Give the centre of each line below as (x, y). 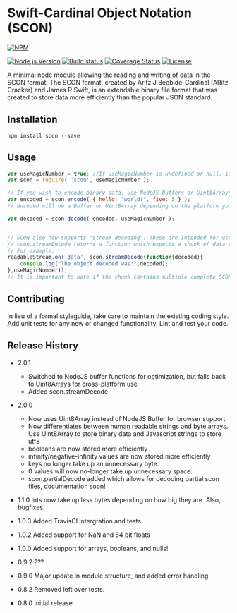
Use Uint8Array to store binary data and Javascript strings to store (125, 433)
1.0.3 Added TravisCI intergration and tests (79, 521)
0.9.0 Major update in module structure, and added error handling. (114, 576)
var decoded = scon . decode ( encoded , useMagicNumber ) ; (91, 219)
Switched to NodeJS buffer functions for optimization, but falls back (127, 376)
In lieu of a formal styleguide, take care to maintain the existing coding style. (118, 316)
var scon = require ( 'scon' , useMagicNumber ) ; (79, 180)
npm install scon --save (44, 135)
